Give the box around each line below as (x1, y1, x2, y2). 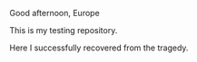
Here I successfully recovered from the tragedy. (9, 42, 189, 53)
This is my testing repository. (9, 25, 118, 35)
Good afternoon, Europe (9, 8, 100, 18)
